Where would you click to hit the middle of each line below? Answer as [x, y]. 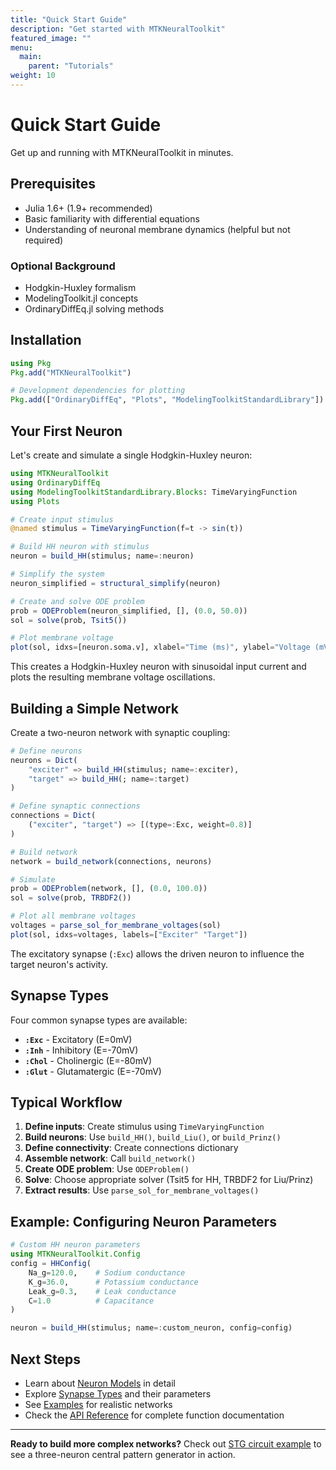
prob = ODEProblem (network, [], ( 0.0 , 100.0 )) [109, 889]
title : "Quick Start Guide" [69, 19]
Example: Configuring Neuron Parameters [143, 1221]
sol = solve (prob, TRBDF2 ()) [71, 898]
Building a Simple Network [94, 708]
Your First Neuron [66, 431]
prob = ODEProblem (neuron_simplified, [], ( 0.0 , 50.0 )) [129, 611]
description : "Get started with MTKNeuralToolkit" [118, 29]
